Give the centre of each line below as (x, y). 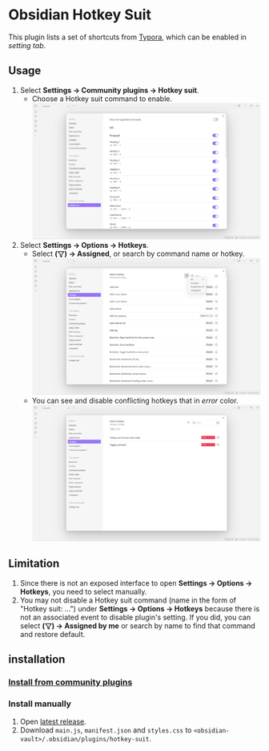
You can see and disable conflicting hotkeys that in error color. (135, 400)
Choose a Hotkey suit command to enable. (102, 99)
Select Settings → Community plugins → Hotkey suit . (109, 90)
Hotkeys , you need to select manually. (83, 591)
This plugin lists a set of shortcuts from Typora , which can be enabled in (127, 37)
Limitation (34, 564)
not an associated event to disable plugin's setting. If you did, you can (135, 617)
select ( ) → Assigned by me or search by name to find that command (138, 625)
